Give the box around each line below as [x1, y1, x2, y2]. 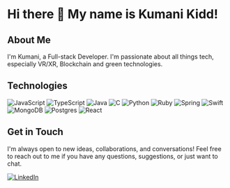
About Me [7, 34, 51, 46]
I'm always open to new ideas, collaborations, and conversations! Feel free [7, 144, 222, 152]
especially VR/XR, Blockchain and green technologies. [7, 60, 163, 68]
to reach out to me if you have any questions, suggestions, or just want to [7, 152, 218, 160]
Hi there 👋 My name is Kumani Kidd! [7, 6, 218, 22]
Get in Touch [7, 126, 64, 138]
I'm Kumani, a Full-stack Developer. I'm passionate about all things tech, [7, 52, 214, 61]
